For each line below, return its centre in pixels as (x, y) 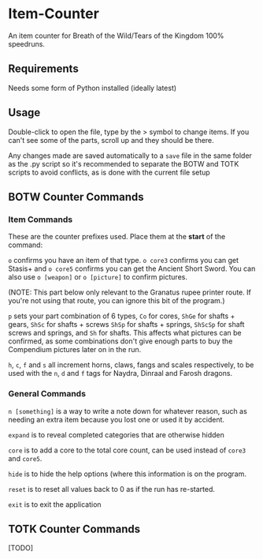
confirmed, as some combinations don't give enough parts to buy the (120, 341)
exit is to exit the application (55, 504)
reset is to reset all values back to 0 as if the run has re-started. (111, 489)
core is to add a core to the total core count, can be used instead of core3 (127, 450)
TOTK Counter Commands (74, 529)
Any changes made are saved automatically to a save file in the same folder (130, 156)
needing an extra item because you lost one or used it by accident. (117, 419)
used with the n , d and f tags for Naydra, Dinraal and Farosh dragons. (120, 373)
